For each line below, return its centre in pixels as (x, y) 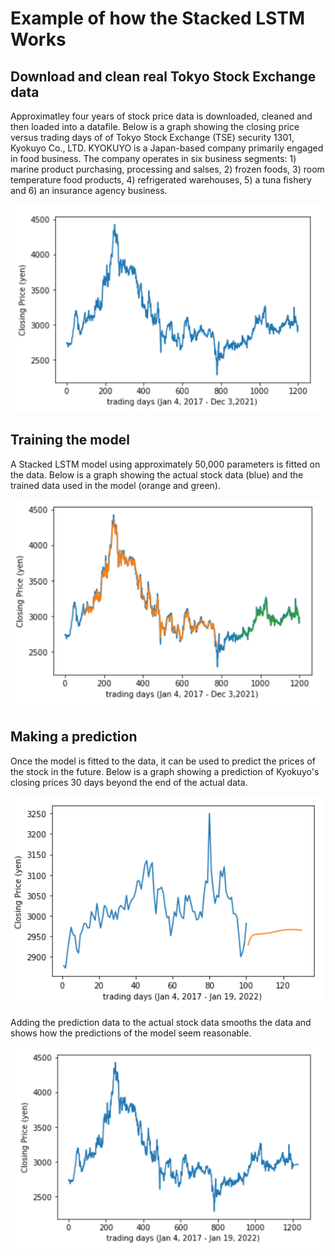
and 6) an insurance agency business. (89, 190)
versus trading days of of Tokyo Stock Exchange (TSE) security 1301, (152, 137)
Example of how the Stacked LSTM (157, 18)
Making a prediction (74, 737)
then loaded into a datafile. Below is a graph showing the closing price (155, 126)
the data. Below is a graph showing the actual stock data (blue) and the (157, 474)
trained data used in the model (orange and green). (115, 485)
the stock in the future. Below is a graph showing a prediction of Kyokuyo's (165, 771)
